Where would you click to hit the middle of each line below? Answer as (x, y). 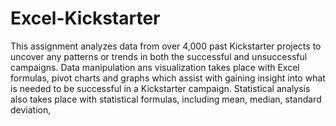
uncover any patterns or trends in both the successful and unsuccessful (159, 56)
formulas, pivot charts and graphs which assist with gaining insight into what (168, 78)
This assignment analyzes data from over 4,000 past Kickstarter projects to (166, 46)
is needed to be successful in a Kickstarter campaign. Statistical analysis (160, 88)
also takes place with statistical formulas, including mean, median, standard (166, 99)
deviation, (31, 109)
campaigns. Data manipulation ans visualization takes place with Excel (155, 67)
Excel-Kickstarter (85, 18)
